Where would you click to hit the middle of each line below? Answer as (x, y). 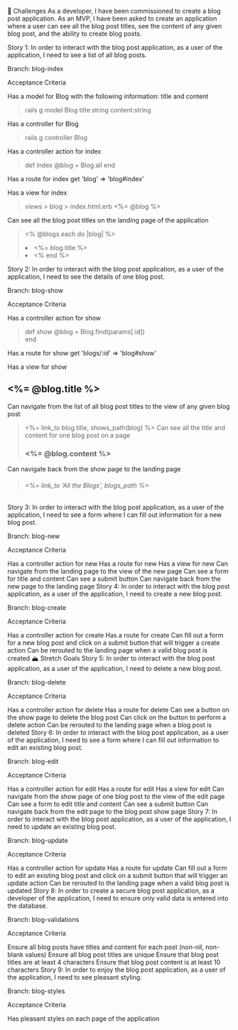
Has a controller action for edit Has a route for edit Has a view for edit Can (116, 789)
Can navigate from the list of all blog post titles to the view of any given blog (119, 406)
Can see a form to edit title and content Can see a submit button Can (108, 804)
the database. (28, 906)
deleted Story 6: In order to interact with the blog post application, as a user (118, 733)
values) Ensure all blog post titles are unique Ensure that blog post (121, 955)
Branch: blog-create (37, 608)
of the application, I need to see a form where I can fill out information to (113, 740)
